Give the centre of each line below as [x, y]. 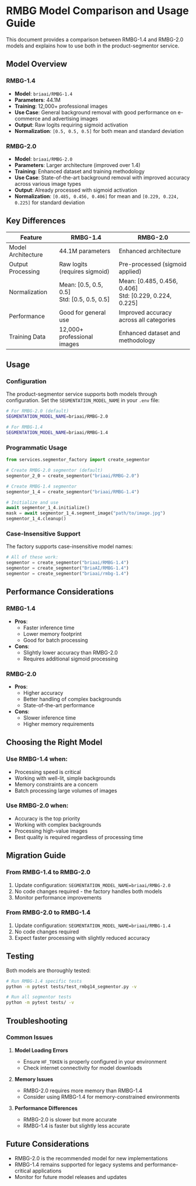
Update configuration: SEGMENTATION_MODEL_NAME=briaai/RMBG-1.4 [92, 925]
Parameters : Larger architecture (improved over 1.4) [78, 165]
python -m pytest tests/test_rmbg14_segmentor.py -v [71, 986]
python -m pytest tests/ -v [40, 1003]
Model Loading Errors [41, 1050]
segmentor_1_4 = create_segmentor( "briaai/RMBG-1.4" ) [73, 492]
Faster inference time [49, 628]
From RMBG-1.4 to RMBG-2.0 [48, 873]
